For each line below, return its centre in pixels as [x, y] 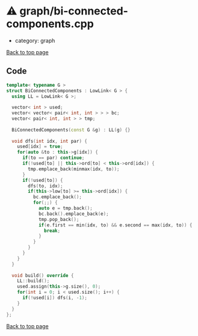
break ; [52, 231]
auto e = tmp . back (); [66, 208]
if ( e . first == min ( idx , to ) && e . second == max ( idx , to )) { [115, 225]
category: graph [35, 40]
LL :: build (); [33, 281]
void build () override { [43, 275]
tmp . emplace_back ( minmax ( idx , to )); [74, 169]
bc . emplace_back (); [57, 197]
